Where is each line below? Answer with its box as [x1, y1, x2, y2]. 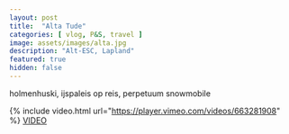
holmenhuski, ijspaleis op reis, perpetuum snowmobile [9, 87, 212, 99]
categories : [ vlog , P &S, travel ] [9, 30, 143, 39]
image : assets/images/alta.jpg [9, 38, 127, 48]
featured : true [9, 55, 67, 64]
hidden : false [9, 64, 63, 73]
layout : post [9, 13, 59, 22]
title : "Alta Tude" [9, 22, 87, 31]
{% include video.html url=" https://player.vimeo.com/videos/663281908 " [9, 105, 281, 116]
